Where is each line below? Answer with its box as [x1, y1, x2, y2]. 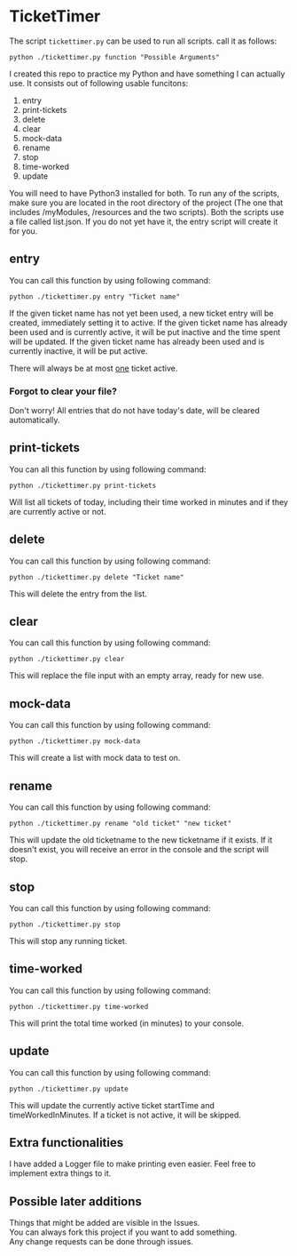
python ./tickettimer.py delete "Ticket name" [9, 572, 184, 581]
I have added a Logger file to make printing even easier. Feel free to [9, 1158, 256, 1170]
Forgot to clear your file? [9, 385, 118, 397]
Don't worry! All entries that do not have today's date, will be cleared [9, 405, 260, 416]
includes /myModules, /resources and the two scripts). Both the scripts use [9, 206, 285, 217]
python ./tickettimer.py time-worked [9, 1002, 149, 1011]
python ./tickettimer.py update [9, 1084, 129, 1093]
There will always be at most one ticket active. [9, 363, 178, 373]
